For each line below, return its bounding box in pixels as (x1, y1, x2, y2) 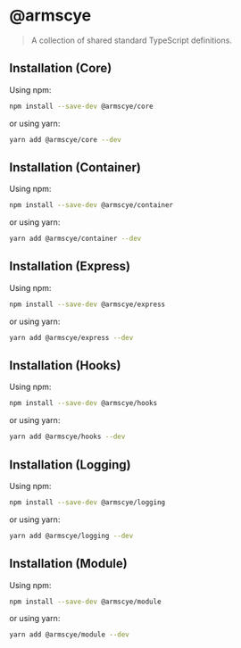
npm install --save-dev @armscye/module (9, 597, 162, 606)
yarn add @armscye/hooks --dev (9, 432, 126, 442)
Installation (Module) (9, 556, 128, 571)
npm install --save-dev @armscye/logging (9, 498, 166, 507)
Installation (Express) (9, 259, 131, 274)
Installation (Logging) (9, 457, 131, 472)
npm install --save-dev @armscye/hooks (9, 399, 158, 408)
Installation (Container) (9, 160, 141, 175)
